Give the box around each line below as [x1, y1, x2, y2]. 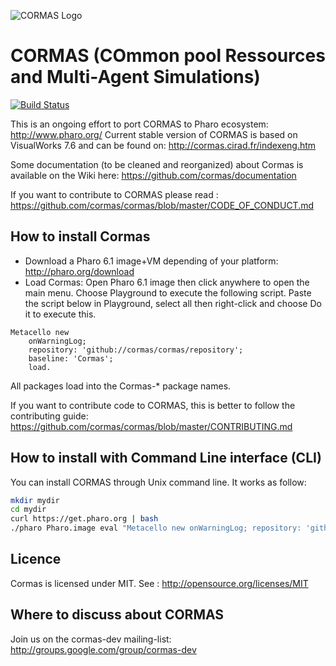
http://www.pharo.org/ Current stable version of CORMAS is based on [10, 128, 298, 140]
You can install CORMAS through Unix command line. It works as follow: [10, 476, 307, 488]
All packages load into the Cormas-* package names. [10, 380, 232, 392]
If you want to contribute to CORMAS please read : [10, 188, 219, 200]
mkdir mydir [10, 495, 60, 505]
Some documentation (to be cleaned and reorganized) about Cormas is [10, 158, 304, 170]
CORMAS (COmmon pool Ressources [10, 45, 326, 67]
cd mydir [10, 505, 47, 515]
